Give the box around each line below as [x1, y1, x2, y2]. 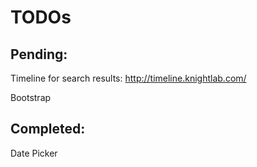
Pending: [10, 46, 68, 63]
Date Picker [10, 147, 58, 159]
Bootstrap [10, 92, 52, 103]
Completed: [10, 121, 86, 138]
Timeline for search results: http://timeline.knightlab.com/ [10, 72, 247, 84]
